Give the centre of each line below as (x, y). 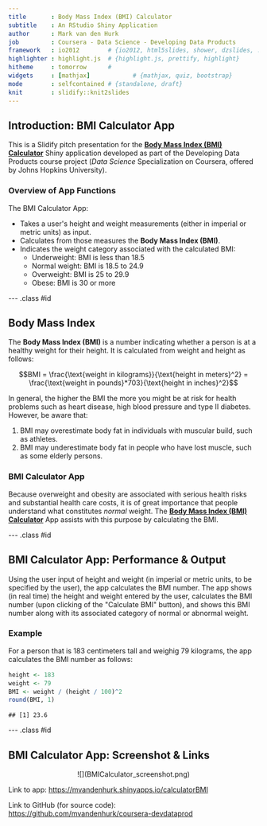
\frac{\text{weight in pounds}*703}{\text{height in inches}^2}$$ (133, 383)
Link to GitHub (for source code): (62, 805)
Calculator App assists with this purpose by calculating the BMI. (113, 519)
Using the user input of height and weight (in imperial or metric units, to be (130, 579)
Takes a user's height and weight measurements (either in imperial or (133, 224)
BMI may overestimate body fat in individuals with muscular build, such (136, 431)
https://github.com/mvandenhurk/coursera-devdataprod (101, 814)
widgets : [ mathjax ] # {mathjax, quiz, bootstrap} (120, 76)
